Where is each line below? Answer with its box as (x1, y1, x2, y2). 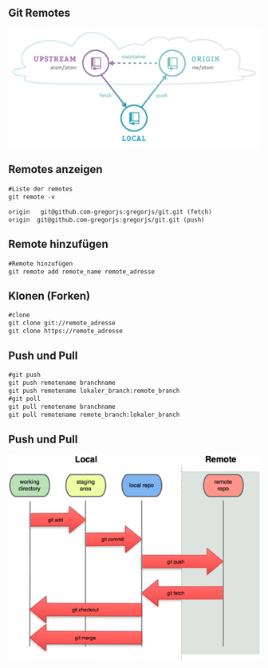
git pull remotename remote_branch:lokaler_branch (8, 411, 180, 419)
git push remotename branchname (8, 379, 116, 387)
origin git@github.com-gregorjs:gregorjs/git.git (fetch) (8, 207, 213, 216)
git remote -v (8, 193, 56, 201)
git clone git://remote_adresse (8, 319, 116, 328)
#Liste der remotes (8, 185, 73, 193)
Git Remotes (8, 6, 70, 20)
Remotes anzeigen (8, 163, 103, 176)
